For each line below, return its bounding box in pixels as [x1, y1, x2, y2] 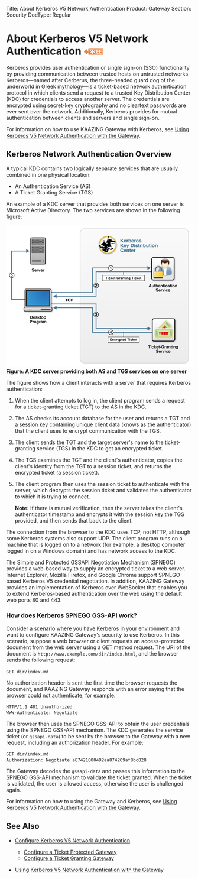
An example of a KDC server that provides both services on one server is [6, 200, 184, 207]
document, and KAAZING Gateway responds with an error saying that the [6, 685, 185, 692]
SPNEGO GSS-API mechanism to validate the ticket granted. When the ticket [6, 774, 192, 781]
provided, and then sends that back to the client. [14, 517, 133, 524]
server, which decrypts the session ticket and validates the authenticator [14, 487, 192, 494]
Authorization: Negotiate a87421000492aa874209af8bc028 [6, 757, 147, 763]
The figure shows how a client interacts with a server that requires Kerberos [6, 380, 191, 387]
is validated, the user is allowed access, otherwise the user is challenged [6, 780, 184, 787]
